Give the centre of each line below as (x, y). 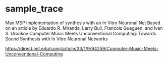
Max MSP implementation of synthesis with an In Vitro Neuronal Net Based (83, 23)
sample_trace (34, 9)
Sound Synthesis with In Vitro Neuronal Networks (57, 39)
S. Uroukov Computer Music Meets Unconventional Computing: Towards (81, 33)
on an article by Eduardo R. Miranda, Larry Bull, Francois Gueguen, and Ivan (84, 28)
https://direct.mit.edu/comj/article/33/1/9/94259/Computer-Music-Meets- (82, 48)
